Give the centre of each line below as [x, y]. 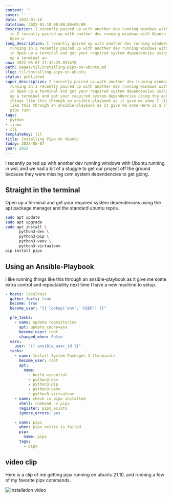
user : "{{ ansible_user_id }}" [48, 346]
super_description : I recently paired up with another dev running [79, 82]
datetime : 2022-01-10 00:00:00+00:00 [46, 24]
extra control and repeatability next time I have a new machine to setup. [81, 284]
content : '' [18, 10]
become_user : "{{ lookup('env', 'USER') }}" [58, 309]
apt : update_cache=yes [43, 327]
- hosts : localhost [26, 294]
